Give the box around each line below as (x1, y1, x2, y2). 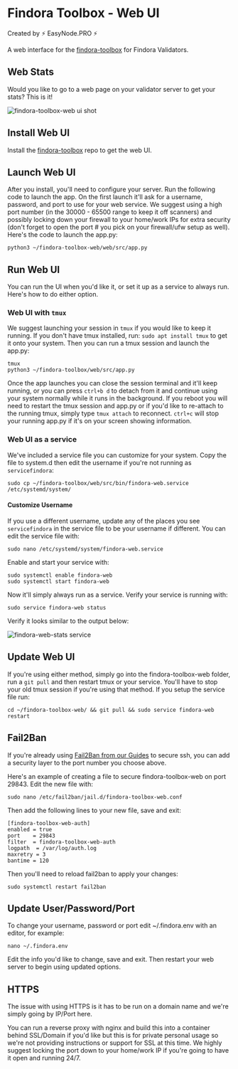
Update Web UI (7, 651, 75, 663)
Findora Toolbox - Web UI (7, 5, 160, 21)
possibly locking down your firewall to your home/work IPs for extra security (7, 216, 231, 224)
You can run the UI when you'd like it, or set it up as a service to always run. (7, 282, 229, 291)
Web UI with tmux (7, 308, 67, 318)
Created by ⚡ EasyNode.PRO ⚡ (7, 28, 98, 37)
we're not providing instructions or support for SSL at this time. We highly (7, 1038, 222, 1047)
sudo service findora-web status (7, 604, 107, 611)
